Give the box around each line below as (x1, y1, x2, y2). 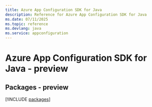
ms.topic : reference (5, 21, 49, 27)
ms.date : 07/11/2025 (5, 17, 49, 22)
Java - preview (5, 63, 69, 74)
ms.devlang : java (5, 26, 42, 31)
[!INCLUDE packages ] (5, 96, 51, 102)
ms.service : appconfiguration (5, 31, 69, 36)
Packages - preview (5, 83, 69, 91)
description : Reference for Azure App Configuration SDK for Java (5, 12, 147, 17)
